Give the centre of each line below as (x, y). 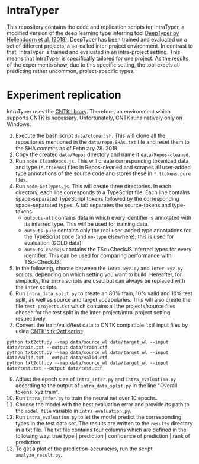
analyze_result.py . (39, 454)
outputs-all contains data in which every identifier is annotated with (108, 217)
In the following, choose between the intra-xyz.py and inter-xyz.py (99, 268)
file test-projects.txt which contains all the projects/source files (95, 306)
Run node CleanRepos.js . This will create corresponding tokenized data (102, 160)
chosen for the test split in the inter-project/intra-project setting (93, 312)
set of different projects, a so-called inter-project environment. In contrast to (100, 46)
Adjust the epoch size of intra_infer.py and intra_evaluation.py (96, 379)
